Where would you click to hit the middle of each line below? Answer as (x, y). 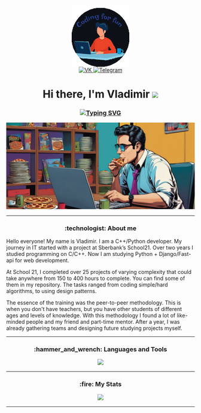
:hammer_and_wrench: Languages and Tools (100, 349)
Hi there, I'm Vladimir (96, 94)
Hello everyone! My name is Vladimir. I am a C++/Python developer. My (94, 242)
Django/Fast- (175, 254)
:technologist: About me (100, 228)
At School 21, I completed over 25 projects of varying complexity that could (99, 272)
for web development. (42, 260)
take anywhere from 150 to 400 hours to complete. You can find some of (96, 278)
